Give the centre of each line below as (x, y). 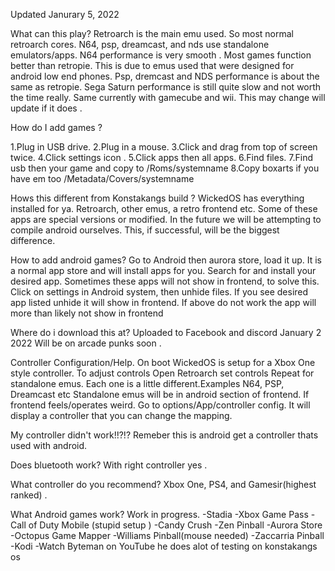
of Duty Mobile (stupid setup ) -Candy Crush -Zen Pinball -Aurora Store (175, 525)
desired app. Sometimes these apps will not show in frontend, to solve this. (165, 281)
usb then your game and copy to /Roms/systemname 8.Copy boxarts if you (165, 168)
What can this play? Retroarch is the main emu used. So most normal (152, 33)
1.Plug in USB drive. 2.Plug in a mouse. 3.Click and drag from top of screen (164, 147)
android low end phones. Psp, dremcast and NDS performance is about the (165, 76)
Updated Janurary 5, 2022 (65, 14)
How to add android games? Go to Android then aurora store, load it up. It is (166, 260)
